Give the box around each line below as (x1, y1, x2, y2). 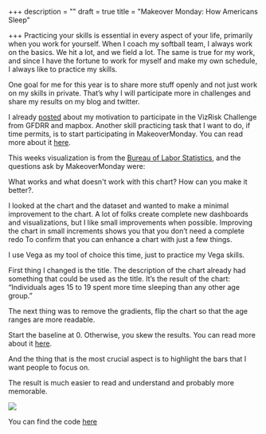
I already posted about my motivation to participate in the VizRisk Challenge (8, 112, 257, 122)
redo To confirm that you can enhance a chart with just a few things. (8, 235, 233, 244)
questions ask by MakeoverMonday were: (8, 162, 146, 170)
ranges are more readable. (8, 315, 96, 324)
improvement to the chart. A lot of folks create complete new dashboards (8, 209, 248, 218)
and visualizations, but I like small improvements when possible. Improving (8, 218, 253, 227)
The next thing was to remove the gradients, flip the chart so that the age (8, 307, 248, 315)
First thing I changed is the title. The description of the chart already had (8, 266, 246, 275)
